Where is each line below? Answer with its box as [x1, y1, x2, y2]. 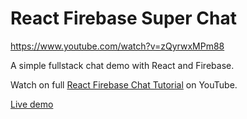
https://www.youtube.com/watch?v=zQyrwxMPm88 [10, 40, 225, 52]
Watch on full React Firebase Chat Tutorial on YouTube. [10, 78, 238, 91]
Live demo [10, 98, 54, 110]
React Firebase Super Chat [10, 7, 237, 30]
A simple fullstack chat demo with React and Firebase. [10, 59, 235, 71]
